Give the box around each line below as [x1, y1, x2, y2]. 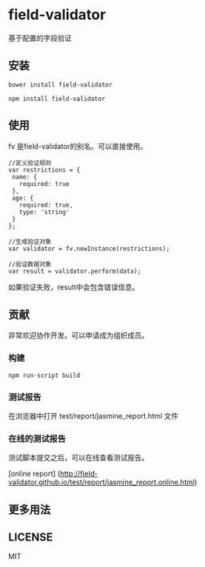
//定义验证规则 [8, 159, 52, 167]
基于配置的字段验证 [8, 33, 72, 43]
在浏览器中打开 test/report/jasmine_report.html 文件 [8, 411, 179, 420]
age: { [11, 194, 34, 202]
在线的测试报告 [8, 433, 66, 444]
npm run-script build [8, 371, 81, 379]
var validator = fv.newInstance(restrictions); [8, 245, 171, 253]
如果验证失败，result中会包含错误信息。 [8, 282, 140, 292]
